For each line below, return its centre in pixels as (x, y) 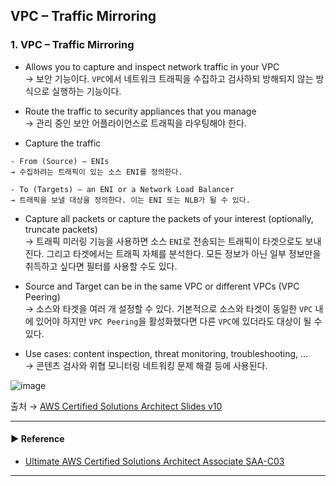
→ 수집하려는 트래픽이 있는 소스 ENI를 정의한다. (96, 172)
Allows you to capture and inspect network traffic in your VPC (152, 66)
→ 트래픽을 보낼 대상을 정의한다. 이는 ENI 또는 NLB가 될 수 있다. (130, 200)
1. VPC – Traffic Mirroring (72, 45)
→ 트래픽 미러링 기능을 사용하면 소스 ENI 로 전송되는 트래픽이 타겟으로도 (163, 241)
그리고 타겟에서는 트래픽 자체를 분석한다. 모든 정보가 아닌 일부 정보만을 (184, 253)
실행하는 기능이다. (86, 91)
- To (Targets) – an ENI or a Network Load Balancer (122, 189)
